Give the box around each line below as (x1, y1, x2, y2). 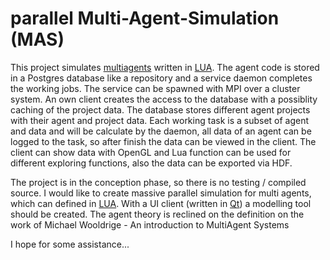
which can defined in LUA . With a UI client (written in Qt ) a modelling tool (10, 197, 312, 209)
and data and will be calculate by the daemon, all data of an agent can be (10, 125, 312, 137)
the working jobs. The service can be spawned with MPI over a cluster (10, 82, 301, 94)
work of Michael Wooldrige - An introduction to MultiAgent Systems (10, 218, 290, 231)
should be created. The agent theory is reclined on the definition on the (10, 208, 305, 220)
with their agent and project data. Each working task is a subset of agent (10, 114, 310, 126)
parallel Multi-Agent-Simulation (10, 7, 280, 30)
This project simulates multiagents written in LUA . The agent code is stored (10, 61, 320, 73)
